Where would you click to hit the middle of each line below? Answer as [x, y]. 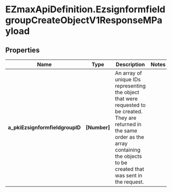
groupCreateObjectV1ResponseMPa [84, 20]
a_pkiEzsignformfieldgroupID [44, 127]
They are [126, 118]
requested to [130, 105]
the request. [130, 182]
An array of [128, 73]
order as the [130, 137]
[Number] [98, 127]
